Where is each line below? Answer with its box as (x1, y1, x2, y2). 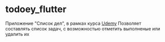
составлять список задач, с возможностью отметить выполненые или (5, 25, 160, 31)
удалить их (5, 31, 30, 37)
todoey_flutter (5, 4, 67, 15)
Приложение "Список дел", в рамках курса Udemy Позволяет (5, 20, 142, 26)
